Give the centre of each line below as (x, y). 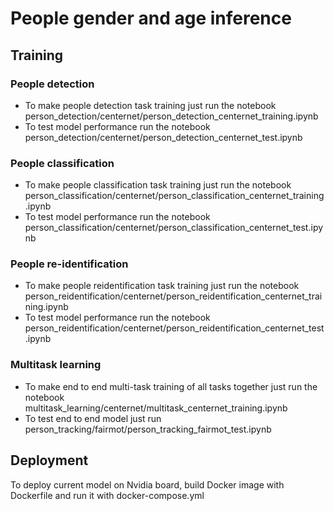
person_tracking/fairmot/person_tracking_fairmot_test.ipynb (148, 429)
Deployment (49, 460)
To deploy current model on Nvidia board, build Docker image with (147, 484)
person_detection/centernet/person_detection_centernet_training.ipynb (171, 116)
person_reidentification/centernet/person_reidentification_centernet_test (174, 328)
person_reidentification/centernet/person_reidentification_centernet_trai (173, 296)
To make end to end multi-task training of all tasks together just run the (171, 386)
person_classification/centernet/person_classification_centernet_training (174, 196)
